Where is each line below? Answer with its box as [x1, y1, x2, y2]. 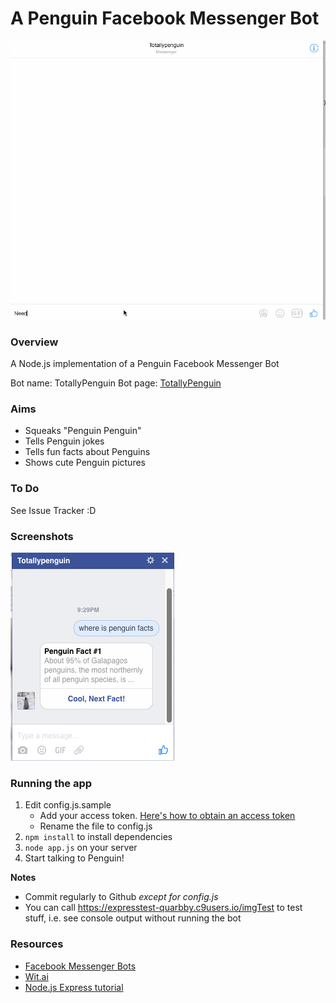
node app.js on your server [24, 842, 138, 854]
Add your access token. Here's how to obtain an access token [39, 810, 296, 822]
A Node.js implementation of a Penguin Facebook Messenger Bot [10, 358, 280, 370]
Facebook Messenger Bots [24, 960, 137, 972]
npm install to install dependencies [24, 831, 173, 843]
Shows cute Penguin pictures [24, 457, 146, 469]
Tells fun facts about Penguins [24, 446, 151, 458]
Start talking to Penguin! [24, 852, 125, 864]
